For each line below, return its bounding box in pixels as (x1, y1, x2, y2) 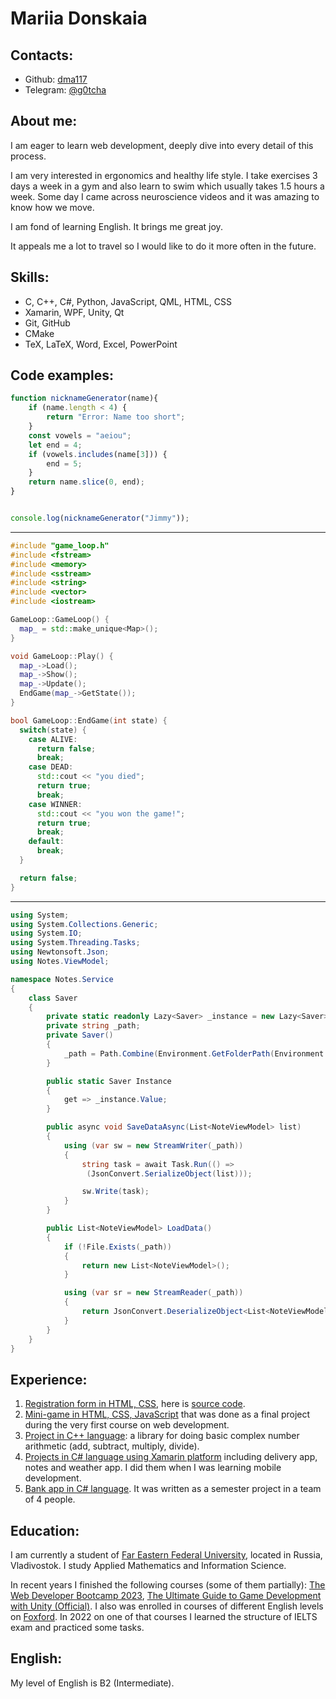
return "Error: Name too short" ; (46, 412, 186, 422)
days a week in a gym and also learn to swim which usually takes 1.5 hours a (10, 180, 325, 192)
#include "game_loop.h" (10, 540, 110, 551)
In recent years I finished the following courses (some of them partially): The (10, 1579, 326, 1591)
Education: (10, 1522, 80, 1539)
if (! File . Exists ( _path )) (63, 1242, 172, 1252)
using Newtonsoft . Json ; (10, 947, 110, 957)
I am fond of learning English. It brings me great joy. (10, 220, 223, 232)
